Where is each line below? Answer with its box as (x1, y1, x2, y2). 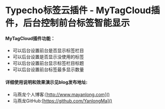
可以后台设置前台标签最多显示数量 (12, 66, 84, 72)
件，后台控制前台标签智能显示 (5, 17, 130, 29)
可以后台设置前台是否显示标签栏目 (12, 48, 84, 54)
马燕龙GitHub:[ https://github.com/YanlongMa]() (12, 97, 113, 104)
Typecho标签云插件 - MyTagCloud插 (5, 5, 160, 16)
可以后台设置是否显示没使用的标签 (12, 54, 84, 60)
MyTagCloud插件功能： (5, 35, 55, 41)
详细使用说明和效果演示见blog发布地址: (5, 79, 88, 85)
